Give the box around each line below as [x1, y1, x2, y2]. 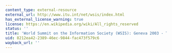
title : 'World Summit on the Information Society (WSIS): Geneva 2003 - [5, 31, 164, 36]
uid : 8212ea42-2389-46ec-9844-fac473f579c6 [5, 36, 100, 41]
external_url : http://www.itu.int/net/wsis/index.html [5, 12, 125, 17]
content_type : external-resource [5, 7, 77, 13]
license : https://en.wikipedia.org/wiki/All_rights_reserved [5, 21, 139, 27]
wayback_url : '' [5, 40, 40, 45]
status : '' [5, 26, 29, 31]
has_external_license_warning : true [5, 17, 83, 22]
